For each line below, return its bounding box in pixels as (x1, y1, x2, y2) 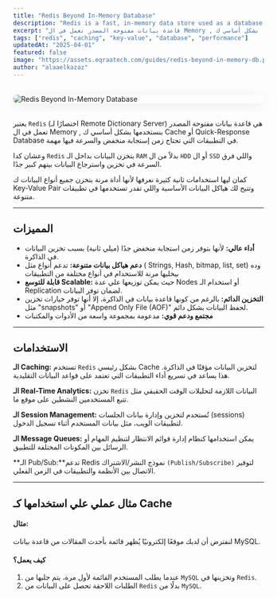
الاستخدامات (13, 341, 68, 355)
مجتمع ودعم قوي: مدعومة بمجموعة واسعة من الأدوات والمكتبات (24, 311, 213, 320)
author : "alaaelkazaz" (13, 64, 88, 72)
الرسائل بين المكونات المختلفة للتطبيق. (13, 442, 128, 452)
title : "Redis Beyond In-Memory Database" (13, 11, 156, 20)
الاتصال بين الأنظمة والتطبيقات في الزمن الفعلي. (13, 466, 156, 476)
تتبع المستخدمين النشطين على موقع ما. (13, 394, 129, 404)
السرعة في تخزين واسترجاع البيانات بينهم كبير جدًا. (13, 159, 162, 169)
